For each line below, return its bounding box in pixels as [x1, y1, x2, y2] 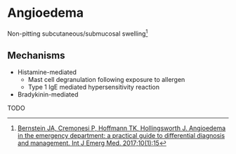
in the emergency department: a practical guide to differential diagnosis [17, 132, 225, 140]
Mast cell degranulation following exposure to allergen [27, 76, 185, 84]
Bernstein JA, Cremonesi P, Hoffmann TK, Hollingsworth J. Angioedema [17, 124, 226, 132]
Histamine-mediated [17, 68, 77, 76]
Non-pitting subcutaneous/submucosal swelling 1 [7, 28, 148, 38]
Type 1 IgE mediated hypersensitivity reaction [27, 83, 160, 92]
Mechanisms [7, 49, 65, 61]
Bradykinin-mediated [17, 90, 79, 99]
